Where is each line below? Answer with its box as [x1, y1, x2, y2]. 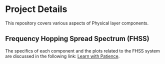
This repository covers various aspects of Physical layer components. [5, 20, 149, 26]
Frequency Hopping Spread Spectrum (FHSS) [5, 34, 149, 43]
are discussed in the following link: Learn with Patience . [5, 53, 120, 59]
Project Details [5, 3, 67, 15]
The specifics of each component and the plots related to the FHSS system [5, 47, 160, 53]
